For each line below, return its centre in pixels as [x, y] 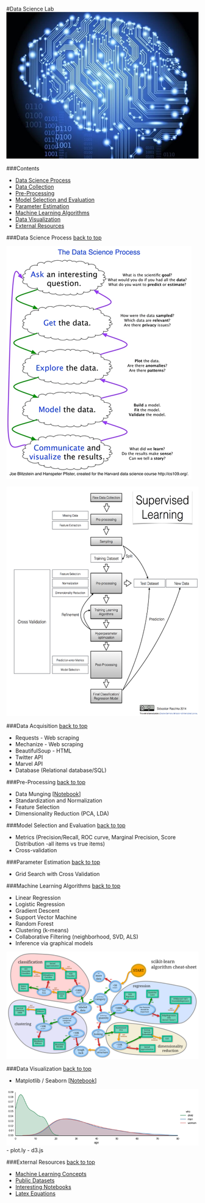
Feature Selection [37, 807]
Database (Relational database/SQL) [61, 770]
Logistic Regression [40, 904]
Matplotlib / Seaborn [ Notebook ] [56, 1081]
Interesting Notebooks [43, 1186]
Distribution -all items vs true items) [60, 844]
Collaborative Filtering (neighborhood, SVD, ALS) [77, 937]
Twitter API [29, 757]
